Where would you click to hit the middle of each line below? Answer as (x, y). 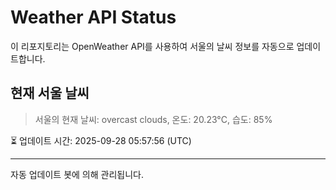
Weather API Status (93, 17)
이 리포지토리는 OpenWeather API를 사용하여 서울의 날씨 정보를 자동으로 (152, 46)
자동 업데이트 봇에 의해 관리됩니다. (77, 174)
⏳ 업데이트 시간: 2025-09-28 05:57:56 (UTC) (101, 140)
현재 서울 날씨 (50, 93)
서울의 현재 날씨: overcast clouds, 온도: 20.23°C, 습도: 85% (153, 119)
